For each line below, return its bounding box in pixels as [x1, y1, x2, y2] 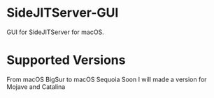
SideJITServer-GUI [6, 5, 119, 21]
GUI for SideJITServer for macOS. [6, 28, 104, 36]
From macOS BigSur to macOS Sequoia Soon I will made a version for [6, 75, 207, 83]
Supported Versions [6, 52, 126, 68]
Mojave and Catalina [6, 82, 66, 91]
